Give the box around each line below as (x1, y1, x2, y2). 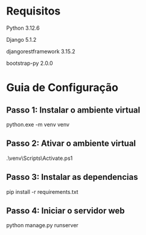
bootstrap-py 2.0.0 (6, 59, 53, 67)
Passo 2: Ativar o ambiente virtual (6, 138, 136, 149)
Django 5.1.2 (6, 36, 37, 43)
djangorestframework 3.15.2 (6, 47, 75, 55)
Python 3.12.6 (6, 24, 40, 31)
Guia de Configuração (6, 81, 119, 94)
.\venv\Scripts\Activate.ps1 (6, 154, 73, 162)
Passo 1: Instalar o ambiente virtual (6, 105, 141, 115)
